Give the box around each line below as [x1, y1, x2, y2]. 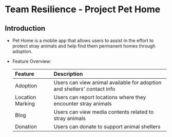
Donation [14, 123, 37, 130]
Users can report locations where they [53, 94, 146, 101]
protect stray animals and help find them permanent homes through [12, 43, 156, 49]
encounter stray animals [53, 100, 112, 107]
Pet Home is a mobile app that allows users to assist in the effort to [12, 37, 154, 43]
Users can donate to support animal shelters [53, 123, 161, 130]
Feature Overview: [12, 58, 52, 64]
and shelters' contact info [53, 85, 116, 93]
